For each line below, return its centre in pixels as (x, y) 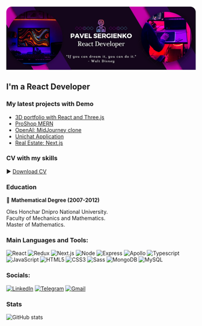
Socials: (18, 275)
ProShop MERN (34, 124)
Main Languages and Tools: (47, 240)
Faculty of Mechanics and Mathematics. (56, 218)
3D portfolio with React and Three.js (60, 117)
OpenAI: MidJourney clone (48, 130)
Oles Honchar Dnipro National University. (57, 212)
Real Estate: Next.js (39, 143)
